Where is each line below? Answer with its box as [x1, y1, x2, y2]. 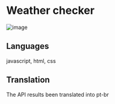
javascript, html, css [6, 57, 56, 64]
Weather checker [6, 4, 95, 18]
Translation [6, 75, 50, 85]
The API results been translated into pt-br [6, 91, 110, 98]
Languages [6, 41, 49, 51]
